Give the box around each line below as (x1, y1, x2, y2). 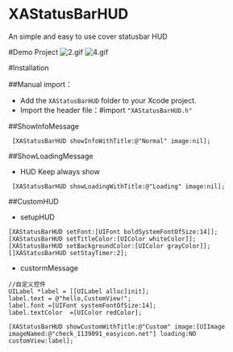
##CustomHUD (8, 196, 59, 206)
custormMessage (19, 263, 79, 273)
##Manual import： (8, 79, 73, 89)
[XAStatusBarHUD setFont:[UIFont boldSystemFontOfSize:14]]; (8, 228, 218, 236)
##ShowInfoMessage (8, 121, 79, 131)
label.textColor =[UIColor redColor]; (8, 308, 143, 316)
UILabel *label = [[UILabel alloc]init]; (8, 287, 150, 295)
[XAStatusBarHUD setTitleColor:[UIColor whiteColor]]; (8, 235, 197, 243)
